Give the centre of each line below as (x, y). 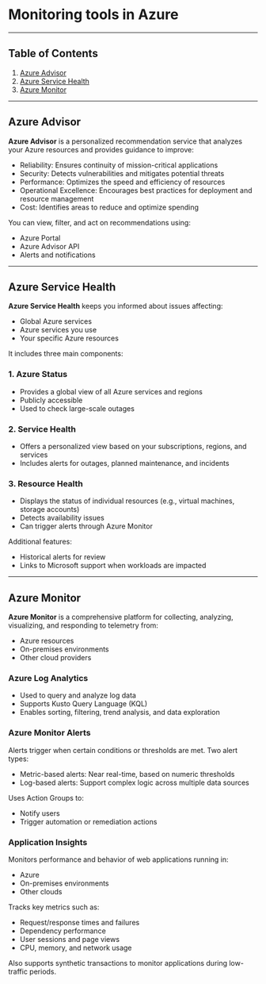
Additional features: (40, 542)
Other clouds (41, 891)
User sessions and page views (70, 939)
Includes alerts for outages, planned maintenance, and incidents (124, 463)
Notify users (40, 813)
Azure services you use (58, 330)
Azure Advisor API (49, 246)
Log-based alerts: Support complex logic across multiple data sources (134, 782)
